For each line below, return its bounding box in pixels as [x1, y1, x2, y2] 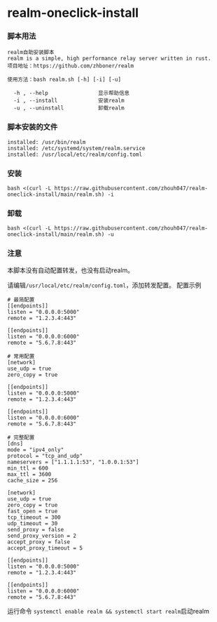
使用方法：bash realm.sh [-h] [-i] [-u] [7, 76, 121, 84]
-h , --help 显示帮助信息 [13, 90, 129, 97]
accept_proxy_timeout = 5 [7, 544, 83, 552]
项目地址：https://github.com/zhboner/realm [7, 62, 134, 70]
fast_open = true [7, 508, 58, 515]
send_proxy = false [7, 526, 64, 533]
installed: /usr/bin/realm [7, 138, 86, 145]
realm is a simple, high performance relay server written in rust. [7, 55, 211, 62]
